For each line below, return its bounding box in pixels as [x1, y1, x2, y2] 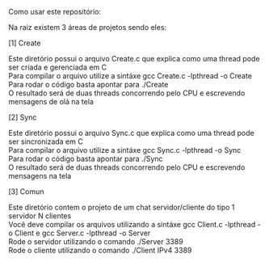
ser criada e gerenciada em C [8, 62, 107, 72]
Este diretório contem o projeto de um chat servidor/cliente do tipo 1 [8, 202, 235, 212]
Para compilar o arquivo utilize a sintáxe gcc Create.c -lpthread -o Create [8, 71, 253, 80]
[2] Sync [8, 112, 37, 122]
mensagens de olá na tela [8, 97, 95, 106]
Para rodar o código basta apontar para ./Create [8, 80, 169, 89]
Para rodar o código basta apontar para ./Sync [8, 154, 163, 163]
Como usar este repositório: [8, 7, 102, 16]
